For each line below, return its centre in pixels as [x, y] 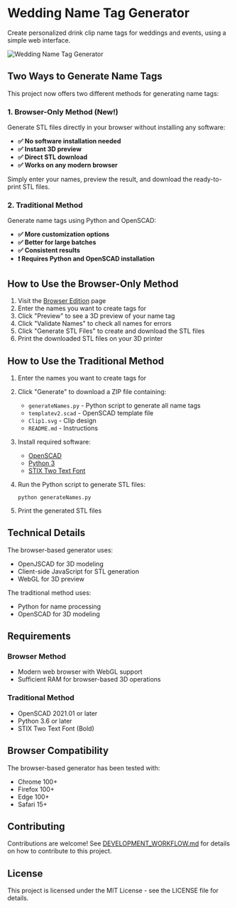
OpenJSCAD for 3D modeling [61, 564]
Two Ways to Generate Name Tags [85, 76]
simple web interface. [39, 40]
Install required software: [54, 442]
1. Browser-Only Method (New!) [63, 111]
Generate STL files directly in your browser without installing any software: [116, 127]
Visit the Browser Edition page [62, 301]
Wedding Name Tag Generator [99, 13]
